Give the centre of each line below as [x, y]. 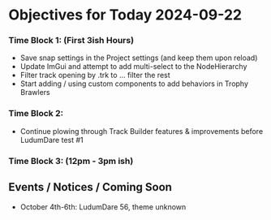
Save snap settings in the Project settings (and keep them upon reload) [139, 58]
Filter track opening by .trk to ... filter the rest [95, 75]
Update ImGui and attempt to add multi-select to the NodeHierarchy [133, 67]
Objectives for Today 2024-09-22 [125, 15]
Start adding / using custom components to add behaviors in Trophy [134, 84]
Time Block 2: [36, 114]
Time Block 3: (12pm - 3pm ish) [71, 161]
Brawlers [35, 93]
